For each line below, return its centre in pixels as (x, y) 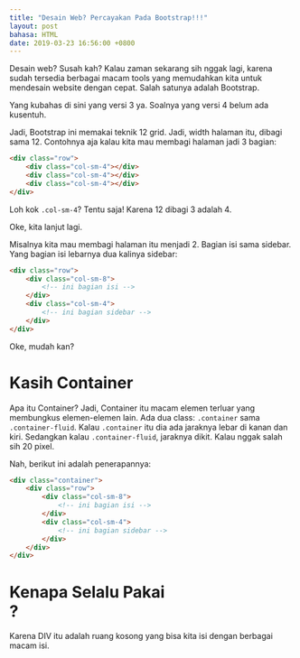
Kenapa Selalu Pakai (87, 592)
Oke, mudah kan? (42, 346)
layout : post (34, 26)
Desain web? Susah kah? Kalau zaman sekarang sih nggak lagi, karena (141, 69)
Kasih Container (71, 382)
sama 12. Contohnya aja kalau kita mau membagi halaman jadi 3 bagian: (143, 142)
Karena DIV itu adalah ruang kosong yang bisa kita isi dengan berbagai (141, 636)
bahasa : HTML (34, 34)
